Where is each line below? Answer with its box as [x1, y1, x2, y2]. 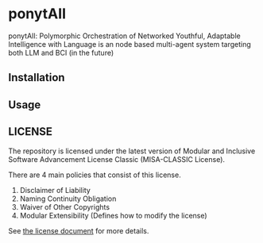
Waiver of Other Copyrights [19, 202, 110, 211]
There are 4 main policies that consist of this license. [8, 170, 181, 179]
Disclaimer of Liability [19, 185, 91, 195]
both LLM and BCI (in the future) [8, 48, 114, 57]
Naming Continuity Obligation [19, 194, 117, 203]
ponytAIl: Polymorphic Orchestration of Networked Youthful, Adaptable [8, 31, 241, 40]
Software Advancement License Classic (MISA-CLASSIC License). [8, 154, 225, 164]
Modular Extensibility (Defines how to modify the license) [19, 210, 208, 220]
